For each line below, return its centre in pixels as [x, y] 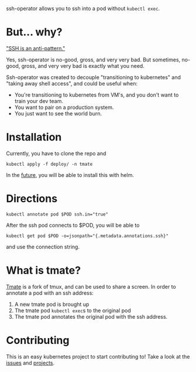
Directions [32, 199]
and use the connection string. [43, 247]
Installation [34, 137]
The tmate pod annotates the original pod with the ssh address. [91, 316]
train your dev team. [39, 101]
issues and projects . [30, 363]
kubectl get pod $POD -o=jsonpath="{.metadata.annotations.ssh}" [87, 236]
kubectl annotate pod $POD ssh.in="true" [57, 214]
